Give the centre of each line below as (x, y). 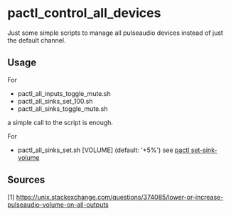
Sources (26, 180)
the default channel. (37, 40)
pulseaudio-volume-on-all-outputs (58, 205)
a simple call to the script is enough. (60, 122)
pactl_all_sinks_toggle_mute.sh (63, 109)
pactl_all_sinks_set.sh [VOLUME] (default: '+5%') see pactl (103, 150)
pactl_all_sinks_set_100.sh (55, 101)
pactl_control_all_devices (84, 13)
